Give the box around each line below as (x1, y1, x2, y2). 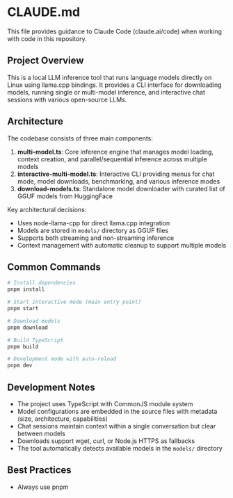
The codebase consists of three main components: (7, 134, 153, 143)
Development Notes (7, 381, 95, 393)
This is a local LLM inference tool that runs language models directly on (7, 73, 212, 81)
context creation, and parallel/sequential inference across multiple (17, 154, 207, 163)
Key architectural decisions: (7, 205, 87, 214)
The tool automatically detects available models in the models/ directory (17, 444, 223, 452)
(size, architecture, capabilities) (17, 415, 108, 423)
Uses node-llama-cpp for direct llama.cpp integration (17, 218, 170, 227)
